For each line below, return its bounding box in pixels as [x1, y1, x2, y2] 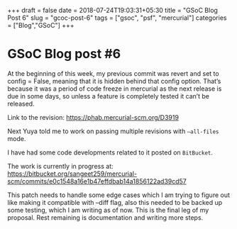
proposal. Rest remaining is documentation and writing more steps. [7, 213, 204, 222]
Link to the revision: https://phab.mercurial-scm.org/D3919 [7, 113, 180, 121]
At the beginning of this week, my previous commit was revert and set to [7, 69, 219, 77]
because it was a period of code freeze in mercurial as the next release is [7, 84, 222, 93]
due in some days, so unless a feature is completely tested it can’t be [7, 91, 209, 100]
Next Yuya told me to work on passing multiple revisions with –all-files [7, 127, 219, 135]
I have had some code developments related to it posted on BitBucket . [7, 148, 214, 157]
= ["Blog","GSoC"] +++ [7, 21, 75, 29]
